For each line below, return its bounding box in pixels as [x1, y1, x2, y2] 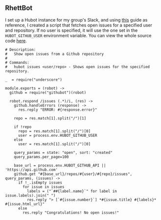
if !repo [14, 124, 32, 129]
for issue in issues [23, 184, 65, 189]
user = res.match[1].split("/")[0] [18, 142, 91, 147]
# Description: [5, 47, 36, 52]
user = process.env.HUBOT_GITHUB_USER [18, 133, 97, 138]
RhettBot [5, 4, 33, 12]
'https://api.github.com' [5, 167, 58, 172]
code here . [5, 38, 27, 44]
